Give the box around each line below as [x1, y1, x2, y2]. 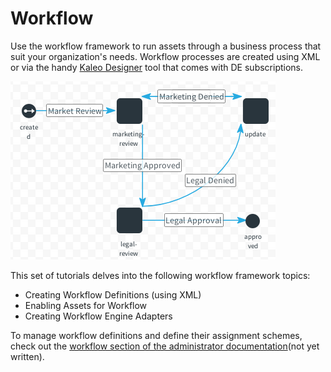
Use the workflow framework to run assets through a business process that [10, 40, 322, 52]
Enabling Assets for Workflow [24, 299, 148, 311]
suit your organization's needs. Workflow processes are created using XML [10, 50, 321, 62]
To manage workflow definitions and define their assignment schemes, [10, 329, 303, 341]
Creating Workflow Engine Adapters [24, 310, 173, 322]
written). [10, 350, 45, 362]
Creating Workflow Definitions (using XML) [24, 288, 202, 301]
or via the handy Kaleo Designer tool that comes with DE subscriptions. [10, 61, 304, 73]
